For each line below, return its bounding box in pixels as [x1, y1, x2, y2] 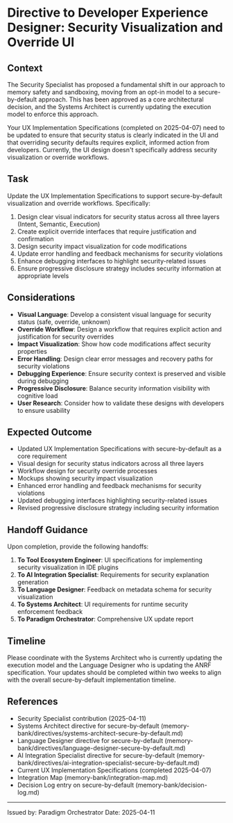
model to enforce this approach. [7, 110, 99, 118]
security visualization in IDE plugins [17, 563, 119, 571]
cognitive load [17, 391, 58, 400]
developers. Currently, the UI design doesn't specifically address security [7, 146, 217, 154]
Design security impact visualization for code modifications [17, 242, 187, 250]
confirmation [17, 234, 54, 243]
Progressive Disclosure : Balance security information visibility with [17, 384, 210, 392]
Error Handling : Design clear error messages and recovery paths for [17, 355, 214, 363]
